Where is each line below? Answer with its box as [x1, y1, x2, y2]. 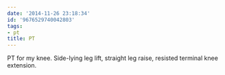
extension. [7, 61, 37, 70]
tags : [7, 22, 23, 29]
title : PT [7, 35, 36, 42]
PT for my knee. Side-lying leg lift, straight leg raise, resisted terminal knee [7, 54, 218, 62]
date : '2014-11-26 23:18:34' [7, 10, 91, 17]
